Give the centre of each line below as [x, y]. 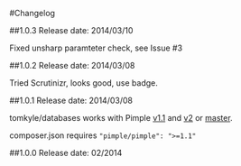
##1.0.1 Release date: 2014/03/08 [71, 100]
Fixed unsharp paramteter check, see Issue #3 [96, 48]
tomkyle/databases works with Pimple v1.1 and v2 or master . [121, 118]
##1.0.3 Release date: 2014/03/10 [71, 30]
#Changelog [32, 13]
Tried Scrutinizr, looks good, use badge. [83, 83]
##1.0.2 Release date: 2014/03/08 [72, 65]
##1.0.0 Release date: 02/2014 [66, 153]
